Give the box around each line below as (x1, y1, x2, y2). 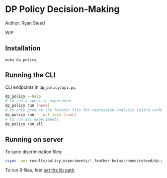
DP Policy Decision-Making (5, 3, 120, 15)
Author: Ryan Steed (5, 20, 45, 26)
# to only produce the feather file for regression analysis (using (5, 108, 150, 113)
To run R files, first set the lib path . (5, 167, 76, 173)
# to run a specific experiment (5, 98, 72, 103)
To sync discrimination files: (5, 149, 63, 155)
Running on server (5, 136, 64, 144)
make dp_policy (5, 57, 37, 62)
